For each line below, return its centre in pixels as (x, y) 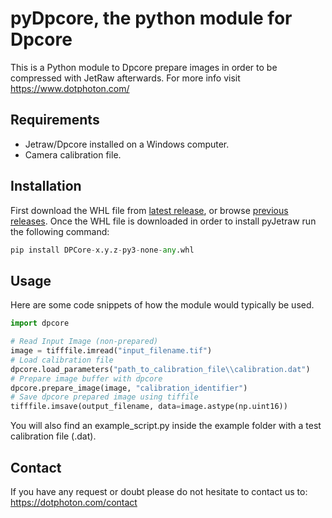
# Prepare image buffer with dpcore (86, 378)
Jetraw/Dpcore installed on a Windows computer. (127, 144)
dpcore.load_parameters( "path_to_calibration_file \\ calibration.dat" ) (160, 369)
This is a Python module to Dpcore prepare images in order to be (144, 67)
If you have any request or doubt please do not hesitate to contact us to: (159, 491)
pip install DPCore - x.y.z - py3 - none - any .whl (102, 250)
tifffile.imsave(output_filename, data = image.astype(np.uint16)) (149, 407)
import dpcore (40, 323)
